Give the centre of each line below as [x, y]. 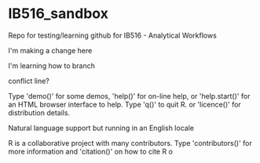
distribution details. [39, 112]
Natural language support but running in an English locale [101, 128]
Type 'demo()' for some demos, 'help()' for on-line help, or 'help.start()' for [129, 96]
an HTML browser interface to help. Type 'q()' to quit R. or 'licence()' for [125, 104]
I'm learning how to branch [52, 65]
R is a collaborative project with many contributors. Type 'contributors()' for [130, 143]
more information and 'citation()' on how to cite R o [90, 151]
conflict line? [29, 81]
